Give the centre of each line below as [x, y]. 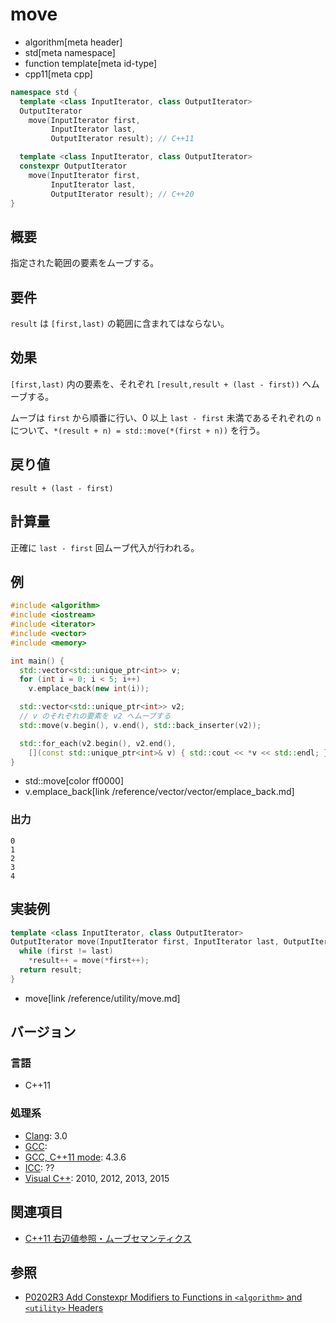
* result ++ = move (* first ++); [89, 961]
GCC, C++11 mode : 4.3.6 [75, 1157]
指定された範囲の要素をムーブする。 [85, 263]
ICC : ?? [39, 1167]
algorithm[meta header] [73, 42]
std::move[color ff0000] [74, 781]
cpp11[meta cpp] [58, 74]
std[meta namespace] [70, 52]
